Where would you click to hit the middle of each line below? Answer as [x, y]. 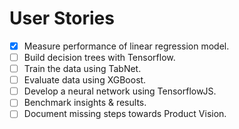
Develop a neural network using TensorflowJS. [120, 91]
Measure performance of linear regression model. [126, 46]
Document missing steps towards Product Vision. [125, 114]
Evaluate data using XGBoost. [85, 80]
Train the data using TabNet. [82, 69]
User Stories [62, 18]
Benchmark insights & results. [85, 103]
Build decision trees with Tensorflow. [99, 57]
